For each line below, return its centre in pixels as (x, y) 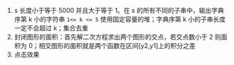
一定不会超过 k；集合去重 (51, 28)
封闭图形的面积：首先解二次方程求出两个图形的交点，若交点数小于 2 (113, 37)
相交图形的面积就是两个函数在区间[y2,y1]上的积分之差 (117, 46)
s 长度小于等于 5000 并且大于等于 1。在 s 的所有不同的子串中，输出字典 (119, 10)
